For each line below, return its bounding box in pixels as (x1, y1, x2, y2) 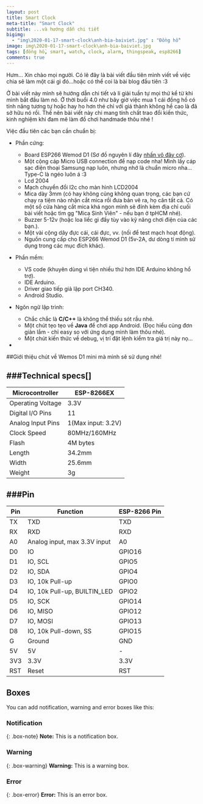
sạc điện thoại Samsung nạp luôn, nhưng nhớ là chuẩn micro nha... (24, 164, 192, 171)
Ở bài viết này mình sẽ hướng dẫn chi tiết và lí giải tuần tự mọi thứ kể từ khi (6, 89, 193, 97)
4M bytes (67, 439, 95, 447)
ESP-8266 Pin (118, 508, 162, 516)
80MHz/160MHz (67, 429, 117, 437)
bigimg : (6, 32, 26, 38)
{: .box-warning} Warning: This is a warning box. (6, 762, 130, 769)
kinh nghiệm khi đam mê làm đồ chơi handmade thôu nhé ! (6, 115, 154, 123)
